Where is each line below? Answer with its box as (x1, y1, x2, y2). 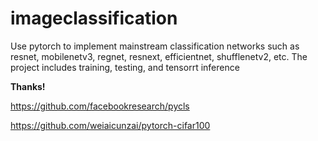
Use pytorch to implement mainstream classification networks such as (10, 40, 300, 52)
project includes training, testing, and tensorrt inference (10, 61, 240, 73)
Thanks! (10, 80, 46, 92)
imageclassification (10, 7, 178, 30)
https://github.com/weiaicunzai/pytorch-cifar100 (10, 119, 211, 131)
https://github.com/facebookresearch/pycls (10, 100, 190, 112)
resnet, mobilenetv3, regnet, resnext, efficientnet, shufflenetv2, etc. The (10, 50, 308, 62)
